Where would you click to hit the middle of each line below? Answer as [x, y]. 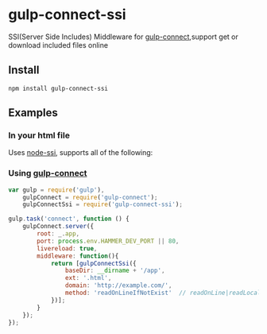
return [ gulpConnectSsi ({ [93, 263]
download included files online [58, 45]
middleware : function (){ [78, 256]
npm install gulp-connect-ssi [58, 88]
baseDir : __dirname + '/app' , [115, 271]
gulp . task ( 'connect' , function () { [69, 219]
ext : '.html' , [88, 278]
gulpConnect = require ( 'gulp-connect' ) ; [90, 197]
